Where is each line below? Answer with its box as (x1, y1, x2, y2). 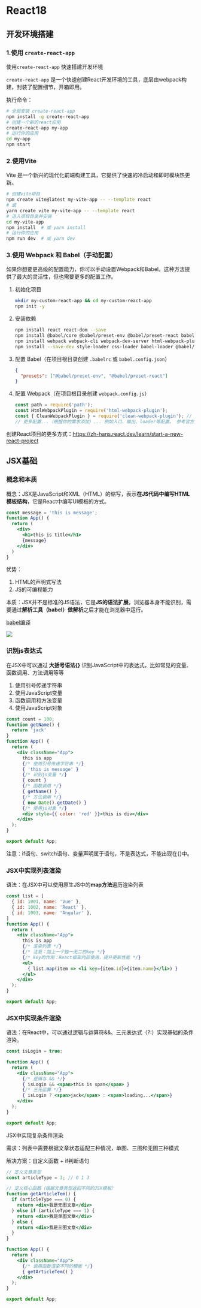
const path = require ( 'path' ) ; (14, 402, 93, 408)
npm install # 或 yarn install (6, 224, 86, 231)
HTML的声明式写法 (14, 578, 62, 586)
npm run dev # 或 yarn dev (6, 236, 75, 242)
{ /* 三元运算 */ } (22, 1087, 62, 1093)
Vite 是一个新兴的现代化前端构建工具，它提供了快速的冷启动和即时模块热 (6, 171, 185, 179)
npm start (6, 141, 31, 147)
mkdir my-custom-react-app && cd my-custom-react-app (14, 298, 152, 304)
